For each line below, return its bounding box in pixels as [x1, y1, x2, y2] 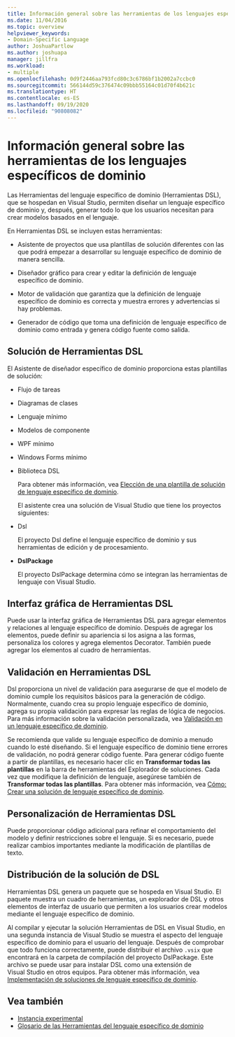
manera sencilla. [17, 255, 65, 263]
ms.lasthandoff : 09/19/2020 [7, 101, 90, 108]
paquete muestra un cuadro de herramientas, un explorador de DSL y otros [7, 894, 224, 903]
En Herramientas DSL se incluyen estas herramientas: [7, 227, 162, 235]
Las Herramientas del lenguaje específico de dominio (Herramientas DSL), [7, 190, 222, 199]
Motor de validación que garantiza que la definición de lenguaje [17, 289, 201, 298]
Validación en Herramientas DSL [7, 666, 152, 678]
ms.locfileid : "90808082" [7, 108, 83, 115]
